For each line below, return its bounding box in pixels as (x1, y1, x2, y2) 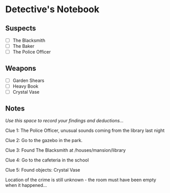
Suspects (5, 24, 36, 33)
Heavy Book (12, 83, 39, 90)
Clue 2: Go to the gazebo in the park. (5, 137, 83, 143)
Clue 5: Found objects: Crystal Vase (5, 167, 80, 173)
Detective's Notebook (5, 4, 100, 15)
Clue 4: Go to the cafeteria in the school (5, 157, 89, 163)
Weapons (5, 64, 37, 72)
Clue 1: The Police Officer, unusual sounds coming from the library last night (5, 127, 165, 133)
